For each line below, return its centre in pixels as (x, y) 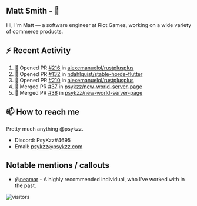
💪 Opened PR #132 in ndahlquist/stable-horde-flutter (79, 74)
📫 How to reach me (43, 112)
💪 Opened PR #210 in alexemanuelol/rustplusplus (74, 80)
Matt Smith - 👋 (33, 11)
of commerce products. (35, 31)
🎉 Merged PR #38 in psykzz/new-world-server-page (79, 92)
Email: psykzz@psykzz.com (49, 147)
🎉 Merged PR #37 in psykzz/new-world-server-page (78, 87)
